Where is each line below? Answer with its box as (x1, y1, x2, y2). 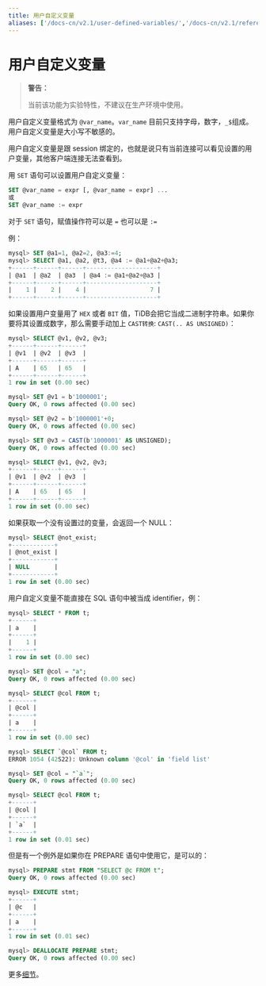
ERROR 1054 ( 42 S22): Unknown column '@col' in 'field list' (8, 755, 211, 763)
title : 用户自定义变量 (8, 11, 75, 20)
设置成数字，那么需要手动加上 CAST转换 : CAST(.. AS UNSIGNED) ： (28, 319, 236, 328)
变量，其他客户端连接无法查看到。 (14, 154, 127, 163)
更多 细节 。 (8, 969, 44, 980)
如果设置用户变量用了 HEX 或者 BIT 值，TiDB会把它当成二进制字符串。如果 (8, 309, 248, 318)
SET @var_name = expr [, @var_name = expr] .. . (8, 186, 169, 194)
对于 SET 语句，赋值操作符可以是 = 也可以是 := (8, 217, 158, 226)
